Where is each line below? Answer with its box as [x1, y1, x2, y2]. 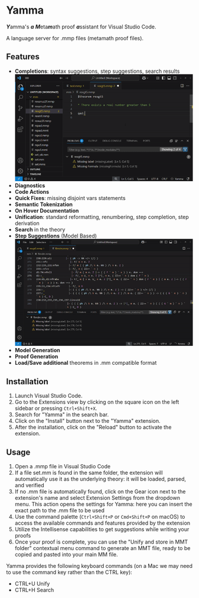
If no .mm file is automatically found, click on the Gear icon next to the [14, 488, 186, 495]
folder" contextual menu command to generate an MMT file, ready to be [14, 545, 191, 551]
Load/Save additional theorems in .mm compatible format [14, 359, 157, 366]
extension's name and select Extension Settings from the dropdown [14, 494, 181, 501]
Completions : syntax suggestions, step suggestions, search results [14, 67, 180, 75]
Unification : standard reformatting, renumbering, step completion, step [14, 214, 190, 221]
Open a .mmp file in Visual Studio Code [14, 463, 111, 470]
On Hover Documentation [14, 207, 79, 214]
